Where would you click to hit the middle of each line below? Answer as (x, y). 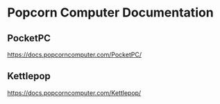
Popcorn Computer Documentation (110, 13)
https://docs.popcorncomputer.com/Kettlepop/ (74, 93)
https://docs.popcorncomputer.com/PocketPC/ (75, 54)
